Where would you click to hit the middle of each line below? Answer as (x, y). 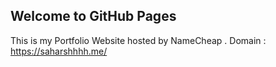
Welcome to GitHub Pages (93, 16)
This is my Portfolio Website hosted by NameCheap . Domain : (138, 40)
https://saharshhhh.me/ (59, 51)
